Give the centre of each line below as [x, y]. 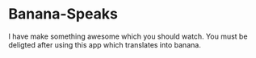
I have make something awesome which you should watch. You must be [128, 36]
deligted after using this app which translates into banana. [105, 44]
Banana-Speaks [63, 14]
